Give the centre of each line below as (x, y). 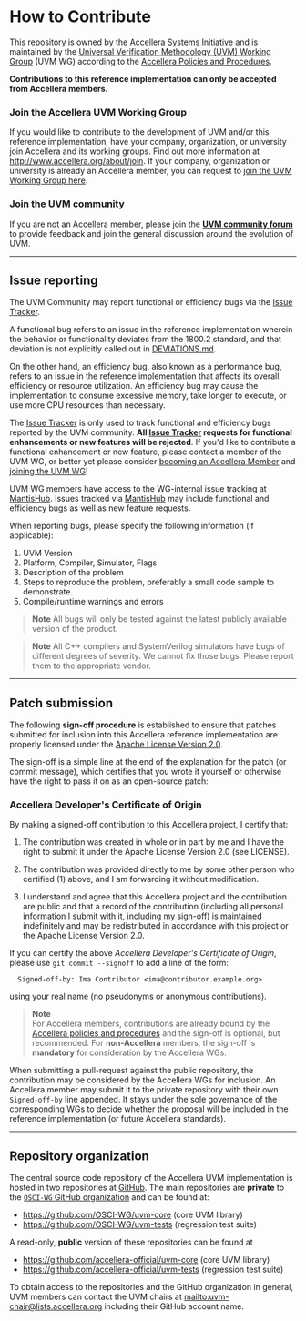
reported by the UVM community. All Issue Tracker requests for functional (151, 432)
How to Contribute (81, 17)
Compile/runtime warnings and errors (93, 602)
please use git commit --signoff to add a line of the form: (119, 963)
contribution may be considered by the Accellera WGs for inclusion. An (143, 1080)
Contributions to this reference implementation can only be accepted (143, 78)
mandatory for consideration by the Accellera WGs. (129, 1052)
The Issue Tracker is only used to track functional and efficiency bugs (140, 423)
